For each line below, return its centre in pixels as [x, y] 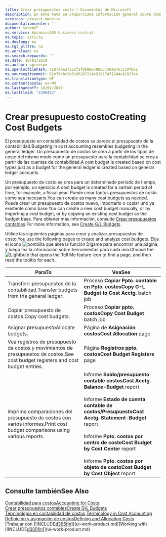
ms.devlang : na [21, 42]
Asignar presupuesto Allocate [41, 328]
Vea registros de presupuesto [42, 342]
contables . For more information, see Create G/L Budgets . [63, 224]
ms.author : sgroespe [26, 65]
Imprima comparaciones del [40, 412]
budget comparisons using [39, 430]
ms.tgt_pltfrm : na [24, 46]
